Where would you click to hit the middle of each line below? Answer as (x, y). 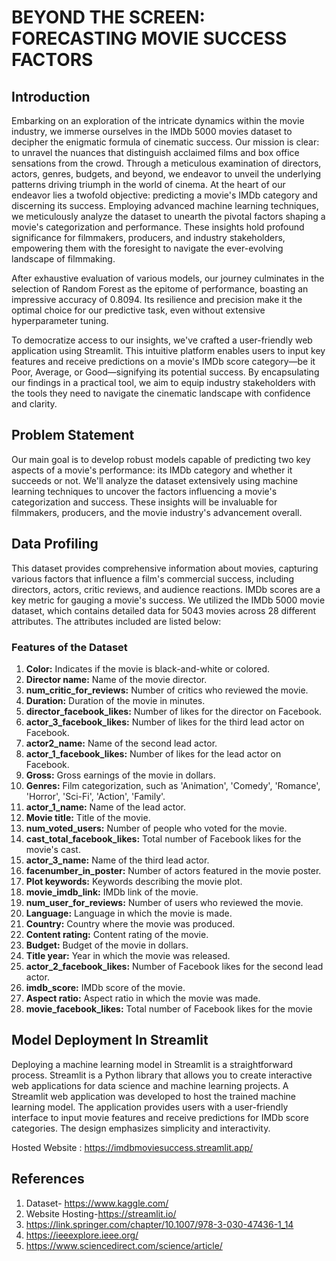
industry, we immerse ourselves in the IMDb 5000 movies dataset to (152, 131)
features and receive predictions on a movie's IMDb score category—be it (163, 361)
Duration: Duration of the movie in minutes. (115, 700)
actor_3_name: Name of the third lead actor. (117, 860)
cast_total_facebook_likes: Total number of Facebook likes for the (163, 838)
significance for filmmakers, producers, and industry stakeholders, (148, 237)
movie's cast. (53, 849)
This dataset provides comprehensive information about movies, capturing (165, 568)
